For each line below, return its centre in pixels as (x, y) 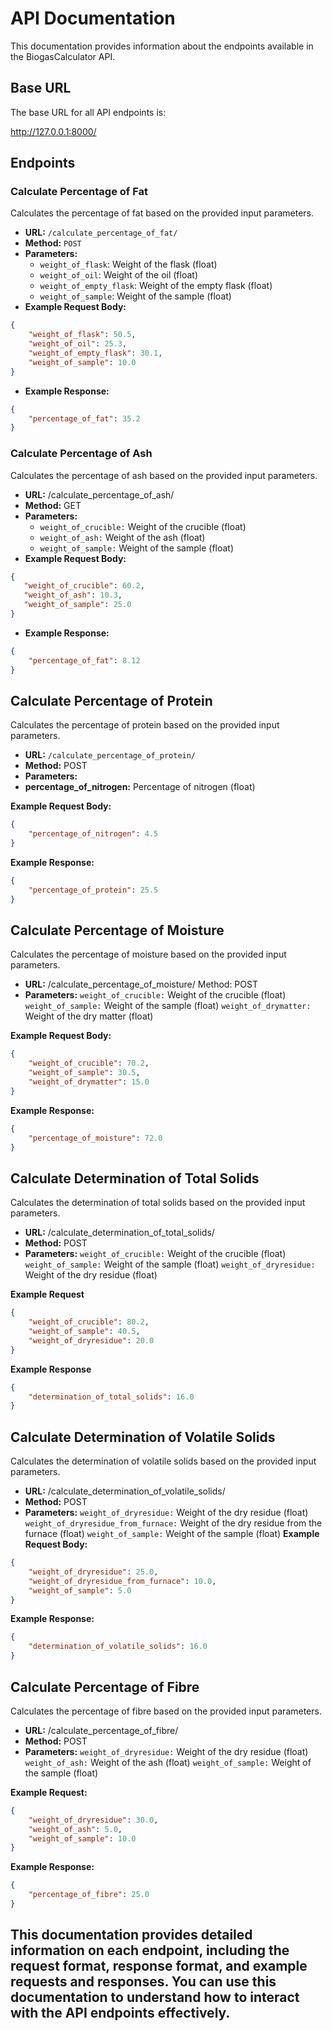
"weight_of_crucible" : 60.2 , (84, 586)
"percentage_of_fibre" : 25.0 (89, 1895)
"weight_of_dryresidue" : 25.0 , (93, 1572)
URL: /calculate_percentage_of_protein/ (110, 755)
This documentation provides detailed (131, 1935)
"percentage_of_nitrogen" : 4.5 (93, 834)
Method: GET (53, 505)
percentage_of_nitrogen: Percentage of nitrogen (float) (140, 787)
